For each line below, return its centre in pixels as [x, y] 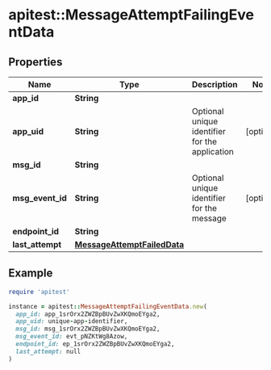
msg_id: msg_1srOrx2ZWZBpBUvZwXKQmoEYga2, [88, 329]
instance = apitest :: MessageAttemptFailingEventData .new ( [108, 306]
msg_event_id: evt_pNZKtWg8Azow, [72, 337]
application [213, 151]
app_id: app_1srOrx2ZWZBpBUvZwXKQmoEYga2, [88, 314]
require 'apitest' [39, 292]
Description [215, 84]
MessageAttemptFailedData [129, 244]
